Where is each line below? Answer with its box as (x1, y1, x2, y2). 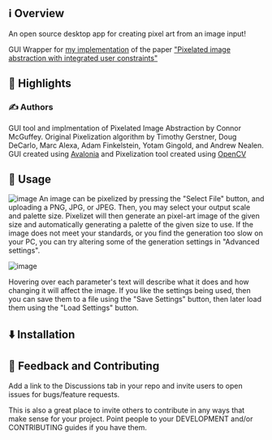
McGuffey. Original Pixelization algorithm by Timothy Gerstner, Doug (8, 132, 237, 141)
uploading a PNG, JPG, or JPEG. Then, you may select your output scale (8, 202, 251, 213)
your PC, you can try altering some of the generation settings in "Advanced (8, 237, 260, 247)
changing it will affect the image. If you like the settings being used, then (8, 286, 251, 295)
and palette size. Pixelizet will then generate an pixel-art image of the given (8, 211, 260, 221)
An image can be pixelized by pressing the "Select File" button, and (39, 194, 265, 204)
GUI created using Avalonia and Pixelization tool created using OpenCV (8, 149, 247, 158)
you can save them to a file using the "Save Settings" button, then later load (8, 295, 262, 304)
